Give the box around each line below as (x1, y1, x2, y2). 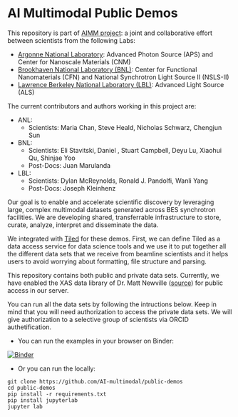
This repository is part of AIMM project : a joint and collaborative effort (7, 29, 212, 37)
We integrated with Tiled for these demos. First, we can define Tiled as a (7, 234, 221, 243)
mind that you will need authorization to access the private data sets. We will (7, 307, 232, 316)
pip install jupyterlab (7, 396, 78, 404)
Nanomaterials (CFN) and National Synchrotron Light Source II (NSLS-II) (17, 73, 229, 81)
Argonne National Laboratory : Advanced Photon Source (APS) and (17, 50, 214, 59)
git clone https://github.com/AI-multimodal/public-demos (7, 378, 183, 385)
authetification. (7, 323, 52, 331)
